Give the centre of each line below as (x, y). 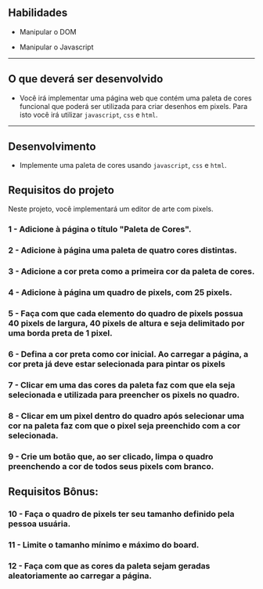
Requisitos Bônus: (54, 491)
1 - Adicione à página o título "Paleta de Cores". (100, 229)
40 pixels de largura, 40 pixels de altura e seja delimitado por (126, 323)
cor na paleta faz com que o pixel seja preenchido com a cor (124, 425)
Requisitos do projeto (61, 190)
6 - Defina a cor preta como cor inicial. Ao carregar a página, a (128, 354)
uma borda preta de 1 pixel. (60, 333)
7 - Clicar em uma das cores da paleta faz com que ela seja (122, 385)
